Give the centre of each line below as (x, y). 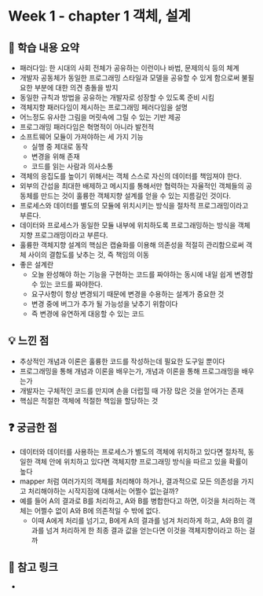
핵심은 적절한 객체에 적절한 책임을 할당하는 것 (89, 400)
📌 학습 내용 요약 (44, 48)
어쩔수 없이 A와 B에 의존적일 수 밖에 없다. (97, 510)
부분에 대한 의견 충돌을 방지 (76, 88)
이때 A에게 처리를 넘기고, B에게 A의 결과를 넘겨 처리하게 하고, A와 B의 (138, 521)
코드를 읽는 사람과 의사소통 (72, 166)
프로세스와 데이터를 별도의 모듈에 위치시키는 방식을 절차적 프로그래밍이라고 (134, 206)
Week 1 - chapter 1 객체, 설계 (99, 16)
